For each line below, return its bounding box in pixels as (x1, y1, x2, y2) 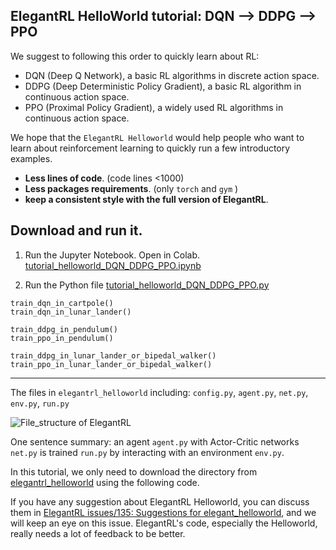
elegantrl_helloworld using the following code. (10, 476, 200, 488)
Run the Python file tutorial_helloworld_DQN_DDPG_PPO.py (24, 279, 270, 291)
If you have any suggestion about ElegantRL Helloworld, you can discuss (10, 495, 310, 508)
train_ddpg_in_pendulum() (10, 324, 118, 334)
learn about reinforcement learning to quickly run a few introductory (10, 142, 291, 154)
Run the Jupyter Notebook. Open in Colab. (24, 249, 200, 261)
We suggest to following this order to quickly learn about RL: (10, 50, 260, 62)
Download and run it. (10, 222, 143, 239)
